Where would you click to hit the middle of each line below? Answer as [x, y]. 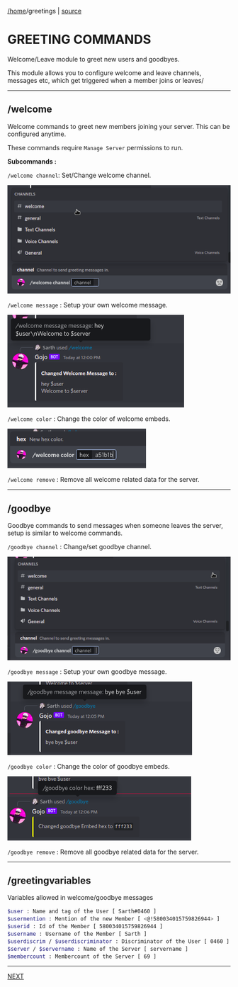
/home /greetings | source [45, 11]
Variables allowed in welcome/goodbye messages [80, 898]
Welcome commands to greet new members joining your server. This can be [119, 126]
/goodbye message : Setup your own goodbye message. [87, 671]
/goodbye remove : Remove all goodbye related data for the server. [103, 852]
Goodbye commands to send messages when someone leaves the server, [115, 526]
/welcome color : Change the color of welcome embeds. [89, 419]
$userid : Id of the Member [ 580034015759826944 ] [85, 927]
